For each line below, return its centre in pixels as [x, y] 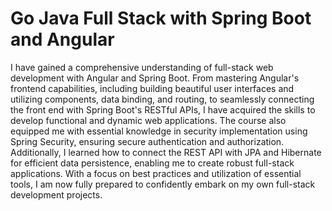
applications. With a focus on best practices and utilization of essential [156, 173]
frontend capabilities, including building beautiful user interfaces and [152, 88]
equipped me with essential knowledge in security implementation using [159, 131]
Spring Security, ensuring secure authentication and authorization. [147, 141]
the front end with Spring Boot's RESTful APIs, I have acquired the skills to [163, 109]
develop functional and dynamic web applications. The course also [148, 120]
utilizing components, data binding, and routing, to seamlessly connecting [162, 99]
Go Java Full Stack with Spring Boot [161, 18]
